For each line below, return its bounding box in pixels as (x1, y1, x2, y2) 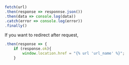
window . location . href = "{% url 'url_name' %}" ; (22, 51, 125, 56)
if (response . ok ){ (13, 46, 52, 52)
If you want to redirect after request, (4, 32, 79, 38)
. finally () (4, 23, 27, 28)
